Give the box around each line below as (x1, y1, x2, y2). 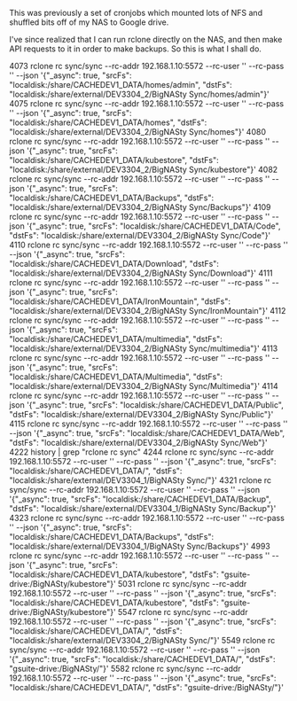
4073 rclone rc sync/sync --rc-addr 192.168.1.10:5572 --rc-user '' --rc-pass (9, 61, 285, 71)
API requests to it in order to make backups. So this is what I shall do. (9, 43, 262, 54)
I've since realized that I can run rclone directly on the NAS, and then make (9, 35, 283, 44)
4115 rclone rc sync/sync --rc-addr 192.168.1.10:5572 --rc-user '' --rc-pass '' (9, 418, 288, 429)
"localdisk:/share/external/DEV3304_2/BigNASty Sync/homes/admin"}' (9, 89, 270, 99)
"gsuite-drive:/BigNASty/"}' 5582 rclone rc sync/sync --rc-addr (9, 664, 241, 674)
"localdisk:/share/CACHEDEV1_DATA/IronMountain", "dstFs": (9, 296, 231, 307)
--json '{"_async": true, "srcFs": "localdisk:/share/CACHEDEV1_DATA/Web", (9, 428, 285, 438)
